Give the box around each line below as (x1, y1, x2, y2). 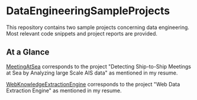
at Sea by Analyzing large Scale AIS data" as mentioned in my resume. (6, 69, 178, 76)
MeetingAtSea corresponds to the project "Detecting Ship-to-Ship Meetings (6, 63, 191, 70)
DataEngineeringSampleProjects (6, 4, 170, 18)
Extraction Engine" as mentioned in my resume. (6, 87, 122, 94)
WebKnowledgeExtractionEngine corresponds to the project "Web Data (6, 80, 180, 88)
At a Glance (6, 47, 50, 57)
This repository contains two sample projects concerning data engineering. (6, 24, 189, 31)
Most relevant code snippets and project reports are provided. (6, 30, 158, 37)
